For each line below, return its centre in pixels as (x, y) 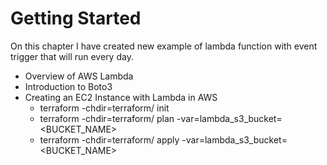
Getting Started (76, 18)
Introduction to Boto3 (68, 86)
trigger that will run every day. (72, 56)
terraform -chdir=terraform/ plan (107, 118)
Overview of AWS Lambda (79, 76)
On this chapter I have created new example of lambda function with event (164, 46)
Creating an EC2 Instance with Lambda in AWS (121, 97)
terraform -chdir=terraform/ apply (109, 139)
